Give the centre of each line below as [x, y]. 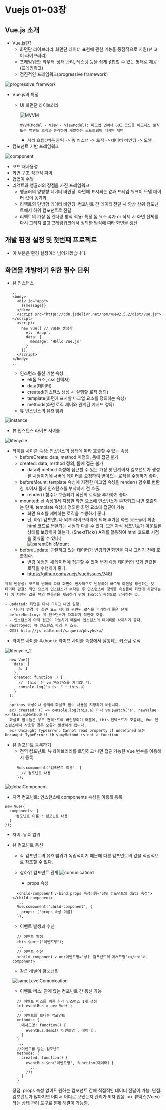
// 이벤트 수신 [30, 951]
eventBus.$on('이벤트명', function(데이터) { [70, 1063]
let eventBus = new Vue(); [45, 1006]
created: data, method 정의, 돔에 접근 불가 [61, 463]
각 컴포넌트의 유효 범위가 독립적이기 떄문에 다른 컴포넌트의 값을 [81, 855]
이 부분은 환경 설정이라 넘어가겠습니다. [49, 253]
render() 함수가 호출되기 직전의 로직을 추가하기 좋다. [78, 494]
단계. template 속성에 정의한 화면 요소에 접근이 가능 [75, 507]
